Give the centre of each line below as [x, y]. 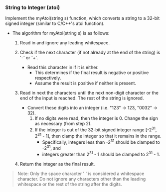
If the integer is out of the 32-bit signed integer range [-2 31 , [96, 129]
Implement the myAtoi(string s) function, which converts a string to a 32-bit [83, 18]
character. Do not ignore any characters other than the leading [82, 179]
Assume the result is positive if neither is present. [85, 83]
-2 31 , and [52, 147]
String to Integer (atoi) [33, 7]
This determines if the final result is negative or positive [92, 73]
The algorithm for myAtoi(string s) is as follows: [61, 33]
